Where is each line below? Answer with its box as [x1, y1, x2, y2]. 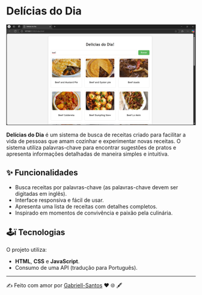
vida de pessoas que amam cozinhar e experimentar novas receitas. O [6, 137, 181, 145]
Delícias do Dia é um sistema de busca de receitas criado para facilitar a [6, 131, 186, 138]
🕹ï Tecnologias [6, 227, 66, 237]
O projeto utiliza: [6, 246, 47, 254]
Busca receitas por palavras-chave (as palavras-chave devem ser [14, 183, 179, 190]
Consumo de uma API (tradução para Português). [14, 264, 138, 272]
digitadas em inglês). [14, 190, 67, 197]
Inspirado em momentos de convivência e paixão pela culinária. [14, 209, 173, 216]
